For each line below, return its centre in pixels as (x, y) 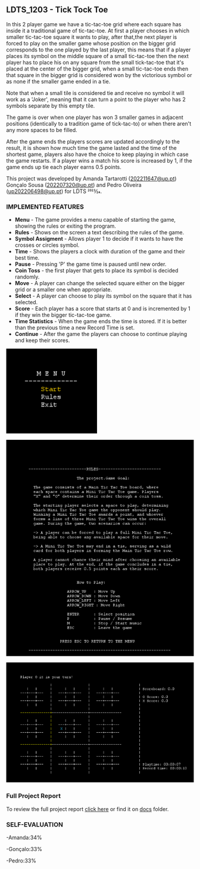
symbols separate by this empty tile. (51, 105)
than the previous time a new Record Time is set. (75, 328)
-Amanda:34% (24, 838)
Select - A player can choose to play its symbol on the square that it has (103, 296)
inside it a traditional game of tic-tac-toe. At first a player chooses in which (98, 30)
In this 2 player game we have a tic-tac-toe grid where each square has (94, 24)
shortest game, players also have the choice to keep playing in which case (97, 154)
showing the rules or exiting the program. (65, 226)
